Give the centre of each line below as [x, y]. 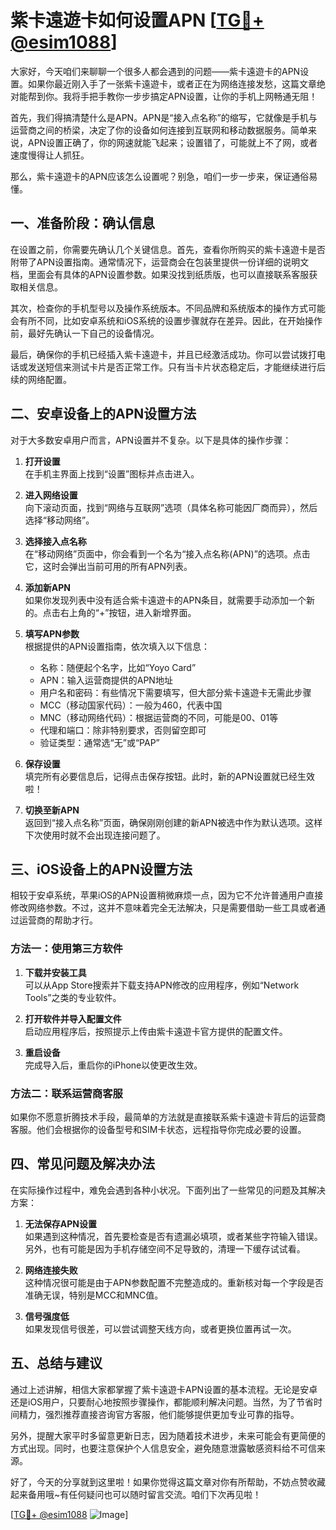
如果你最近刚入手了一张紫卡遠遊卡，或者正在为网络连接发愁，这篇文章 [172, 83]
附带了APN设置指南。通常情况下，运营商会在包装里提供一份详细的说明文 [160, 262]
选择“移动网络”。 [59, 520]
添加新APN [47, 587]
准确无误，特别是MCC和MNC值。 [94, 1295]
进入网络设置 [51, 495]
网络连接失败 [51, 1270]
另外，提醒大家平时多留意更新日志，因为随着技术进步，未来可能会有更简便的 [168, 1435]
